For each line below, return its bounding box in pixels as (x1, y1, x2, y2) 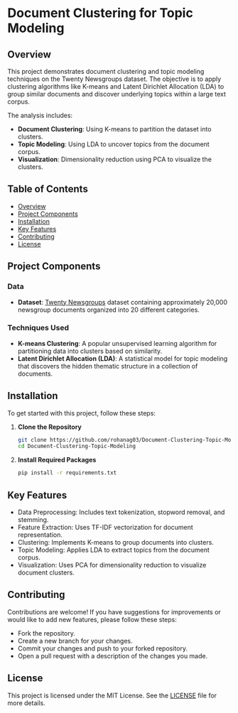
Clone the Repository (17, 423, 82, 431)
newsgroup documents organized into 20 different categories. (17, 305, 200, 314)
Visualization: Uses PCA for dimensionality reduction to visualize (17, 561, 207, 570)
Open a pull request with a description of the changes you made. (17, 651, 208, 660)
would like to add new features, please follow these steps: (7, 615, 178, 624)
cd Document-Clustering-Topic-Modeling (17, 442, 136, 450)
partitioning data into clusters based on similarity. (17, 347, 163, 355)
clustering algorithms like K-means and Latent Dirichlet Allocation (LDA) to (7, 82, 225, 90)
